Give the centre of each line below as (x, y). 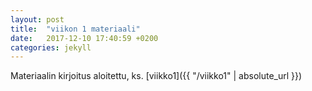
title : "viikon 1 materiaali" (75, 29)
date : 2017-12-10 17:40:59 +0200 (84, 38)
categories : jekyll (51, 47)
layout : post (37, 19)
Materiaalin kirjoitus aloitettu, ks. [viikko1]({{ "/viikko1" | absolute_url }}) (156, 76)
